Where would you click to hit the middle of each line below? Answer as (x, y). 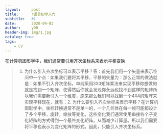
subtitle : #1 (21, 19)
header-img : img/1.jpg (28, 32)
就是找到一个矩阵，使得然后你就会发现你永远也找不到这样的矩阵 (89, 89)
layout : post (23, 10)
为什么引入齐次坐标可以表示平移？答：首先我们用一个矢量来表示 (89, 71)
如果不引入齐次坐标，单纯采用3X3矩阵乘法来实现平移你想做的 (95, 83)
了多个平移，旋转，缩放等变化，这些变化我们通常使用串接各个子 (89, 114)
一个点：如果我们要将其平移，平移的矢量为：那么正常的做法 (93, 77)
